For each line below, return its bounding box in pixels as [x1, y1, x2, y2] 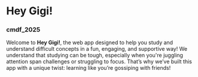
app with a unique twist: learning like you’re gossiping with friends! [6, 64, 171, 72]
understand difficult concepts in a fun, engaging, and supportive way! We [6, 45, 187, 53]
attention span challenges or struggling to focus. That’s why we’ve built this [6, 58, 193, 65]
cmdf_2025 [6, 26, 41, 34]
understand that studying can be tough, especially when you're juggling [6, 52, 184, 59]
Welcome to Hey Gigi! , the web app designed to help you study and [6, 39, 173, 46]
